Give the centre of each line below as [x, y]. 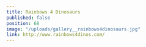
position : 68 [23, 23]
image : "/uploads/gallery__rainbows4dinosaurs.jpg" [73, 29]
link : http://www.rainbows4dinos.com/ [56, 35]
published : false [28, 18]
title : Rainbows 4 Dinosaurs [43, 12]
